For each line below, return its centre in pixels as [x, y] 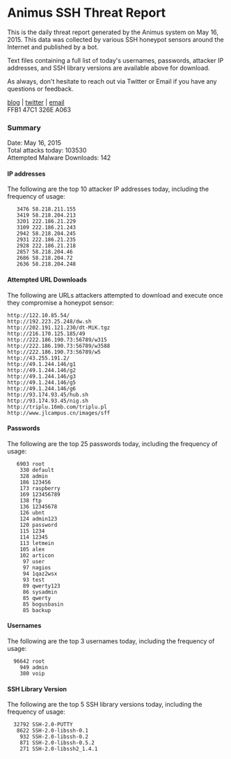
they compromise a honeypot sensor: [61, 302]
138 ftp [31, 500]
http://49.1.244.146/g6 [42, 388]
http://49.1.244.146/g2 [42, 370]
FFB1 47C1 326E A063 [39, 109]
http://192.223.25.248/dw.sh [49, 321]
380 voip [32, 674]
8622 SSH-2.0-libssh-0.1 [53, 731]
